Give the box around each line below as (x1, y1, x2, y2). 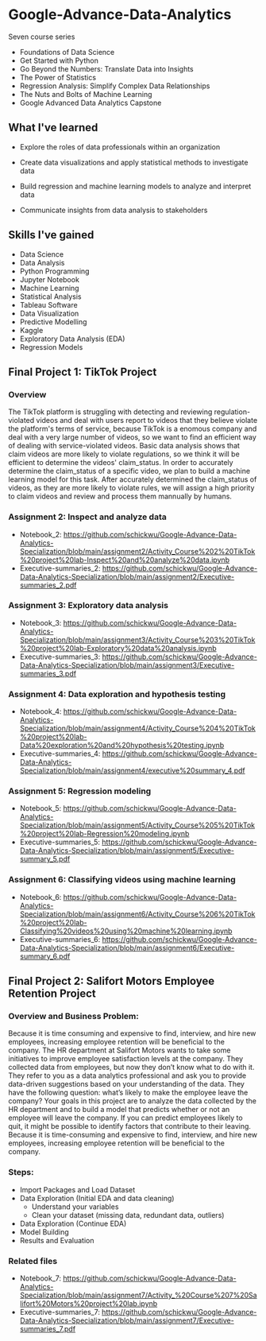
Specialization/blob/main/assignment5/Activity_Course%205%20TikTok (19, 820, 256, 830)
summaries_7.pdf (19, 1324, 76, 1334)
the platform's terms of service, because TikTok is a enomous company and (8, 424, 257, 434)
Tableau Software (19, 300, 78, 309)
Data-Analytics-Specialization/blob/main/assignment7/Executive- (19, 1316, 234, 1325)
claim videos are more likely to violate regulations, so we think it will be (8, 449, 240, 459)
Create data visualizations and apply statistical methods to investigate (19, 157, 249, 167)
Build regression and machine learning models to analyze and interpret (19, 181, 252, 191)
